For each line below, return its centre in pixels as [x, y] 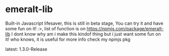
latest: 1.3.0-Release [26, 49]
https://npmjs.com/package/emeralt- [125, 28]
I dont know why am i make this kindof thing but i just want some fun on [86, 34]
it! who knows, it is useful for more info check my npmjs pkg [68, 39]
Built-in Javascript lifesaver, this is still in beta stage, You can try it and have [84, 23]
